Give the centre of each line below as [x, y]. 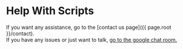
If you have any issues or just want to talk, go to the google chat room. [91, 40]
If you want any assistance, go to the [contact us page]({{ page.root [89, 27]
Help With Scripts [50, 11]
